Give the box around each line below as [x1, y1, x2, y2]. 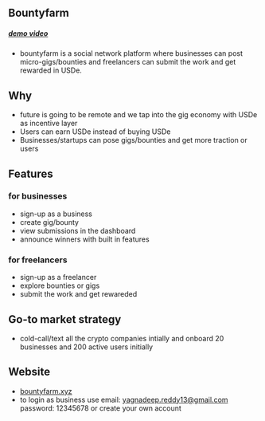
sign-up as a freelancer [19, 273, 97, 282]
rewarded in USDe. [19, 65, 82, 75]
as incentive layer [19, 119, 78, 128]
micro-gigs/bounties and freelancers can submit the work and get [19, 57, 236, 67]
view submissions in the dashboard [19, 226, 136, 235]
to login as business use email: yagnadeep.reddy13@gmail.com [19, 395, 228, 404]
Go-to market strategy [8, 313, 122, 326]
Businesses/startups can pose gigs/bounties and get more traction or [19, 136, 248, 145]
